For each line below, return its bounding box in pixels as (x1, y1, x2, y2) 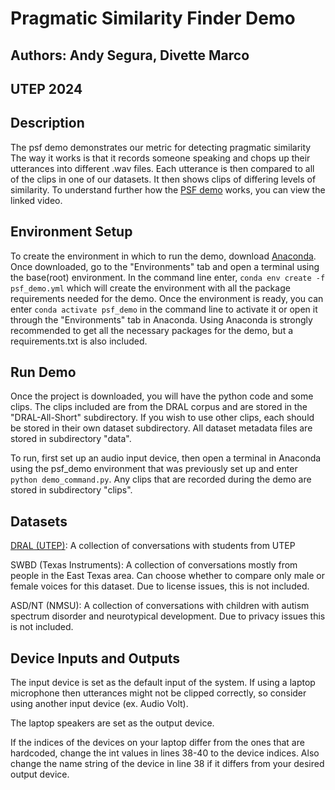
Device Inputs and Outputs (10, 650, 181, 667)
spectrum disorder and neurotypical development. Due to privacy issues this (10, 610, 326, 622)
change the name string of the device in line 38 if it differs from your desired (10, 758, 325, 770)
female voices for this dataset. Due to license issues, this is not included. (10, 580, 310, 592)
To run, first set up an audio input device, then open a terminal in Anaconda (10, 452, 322, 464)
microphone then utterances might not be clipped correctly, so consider (10, 687, 307, 699)
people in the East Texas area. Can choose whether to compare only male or (10, 570, 325, 582)
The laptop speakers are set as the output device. (10, 717, 215, 729)
